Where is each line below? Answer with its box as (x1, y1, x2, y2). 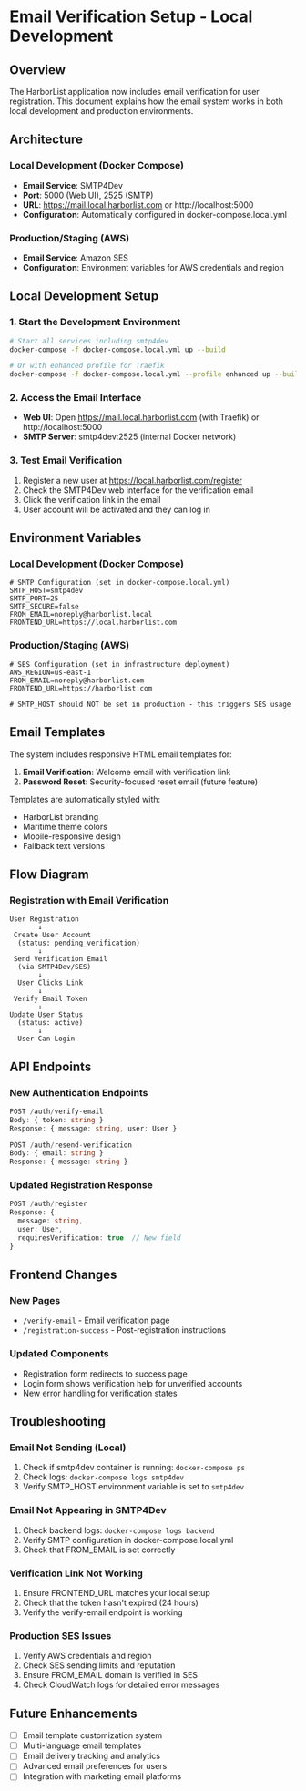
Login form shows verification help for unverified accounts (22, 1377, 243, 1388)
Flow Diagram (9, 866, 89, 882)
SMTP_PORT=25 (9, 594, 59, 603)
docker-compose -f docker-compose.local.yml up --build (9, 344, 226, 354)
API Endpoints (9, 1059, 92, 1074)
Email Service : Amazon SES (22, 252, 129, 263)
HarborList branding (22, 811, 99, 822)
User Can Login (17, 1034, 76, 1044)
